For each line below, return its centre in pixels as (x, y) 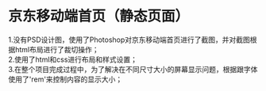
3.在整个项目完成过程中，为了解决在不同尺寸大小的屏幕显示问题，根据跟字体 (133, 69)
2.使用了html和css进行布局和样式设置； (73, 59)
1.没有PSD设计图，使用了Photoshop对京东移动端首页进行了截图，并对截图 (129, 40)
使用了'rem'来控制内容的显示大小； (66, 79)
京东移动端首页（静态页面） (99, 16)
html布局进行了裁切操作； (57, 49)
